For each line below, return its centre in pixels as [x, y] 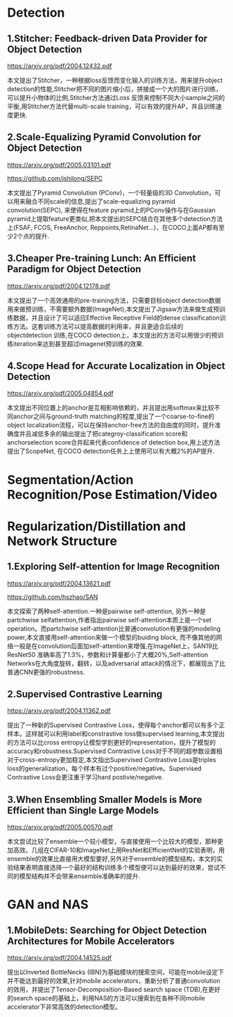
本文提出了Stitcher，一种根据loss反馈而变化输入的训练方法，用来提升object [115, 80]
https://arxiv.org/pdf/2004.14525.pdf [60, 958]
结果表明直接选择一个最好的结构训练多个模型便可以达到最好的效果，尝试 [116, 868]
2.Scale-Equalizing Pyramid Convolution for [104, 137]
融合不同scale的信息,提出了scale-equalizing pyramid [100, 201]
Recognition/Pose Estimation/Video [112, 494]
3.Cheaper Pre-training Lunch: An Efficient [102, 258]
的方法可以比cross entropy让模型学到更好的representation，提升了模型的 [112, 743]
